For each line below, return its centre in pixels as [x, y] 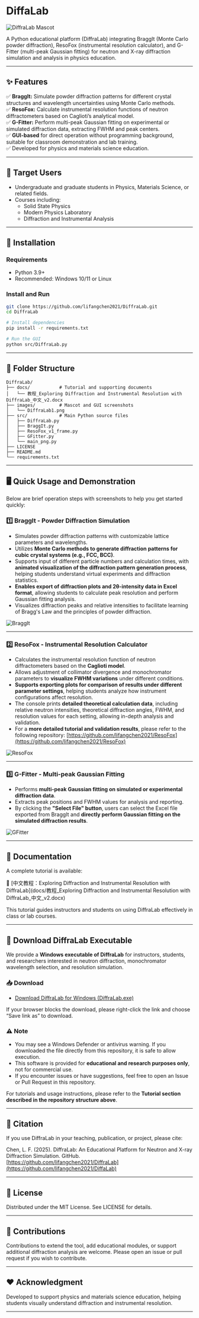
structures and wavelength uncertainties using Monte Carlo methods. [91, 103]
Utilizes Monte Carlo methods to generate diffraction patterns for [96, 548]
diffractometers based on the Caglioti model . [70, 666]
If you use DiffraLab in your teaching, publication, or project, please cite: [94, 1138]
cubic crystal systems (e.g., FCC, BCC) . [65, 555]
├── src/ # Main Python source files [67, 416]
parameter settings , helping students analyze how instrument [91, 691]
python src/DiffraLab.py [37, 344]
